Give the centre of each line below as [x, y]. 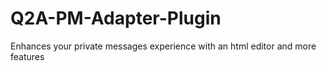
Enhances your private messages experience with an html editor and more [163, 46]
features [27, 56]
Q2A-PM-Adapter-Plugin [116, 18]
